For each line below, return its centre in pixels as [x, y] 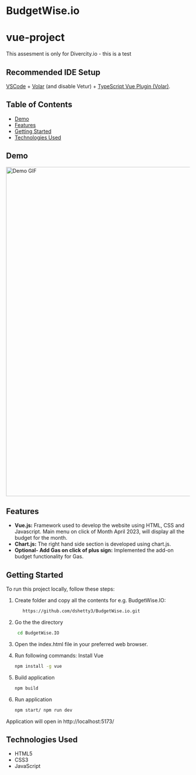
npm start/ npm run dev [43, 710]
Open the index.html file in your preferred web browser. [81, 644]
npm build [27, 688]
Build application [34, 677]
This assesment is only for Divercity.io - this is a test [69, 54]
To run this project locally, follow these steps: [60, 589]
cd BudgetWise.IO [38, 633]
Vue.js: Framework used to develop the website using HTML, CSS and [99, 526]
